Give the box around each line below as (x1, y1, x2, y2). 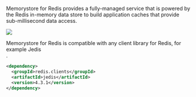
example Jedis (6, 46, 42, 53)
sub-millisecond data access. (6, 18, 77, 24)
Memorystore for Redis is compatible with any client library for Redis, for (6, 40, 181, 46)
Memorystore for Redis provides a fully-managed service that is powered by (6, 5, 191, 12)
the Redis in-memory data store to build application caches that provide (6, 11, 180, 18)
